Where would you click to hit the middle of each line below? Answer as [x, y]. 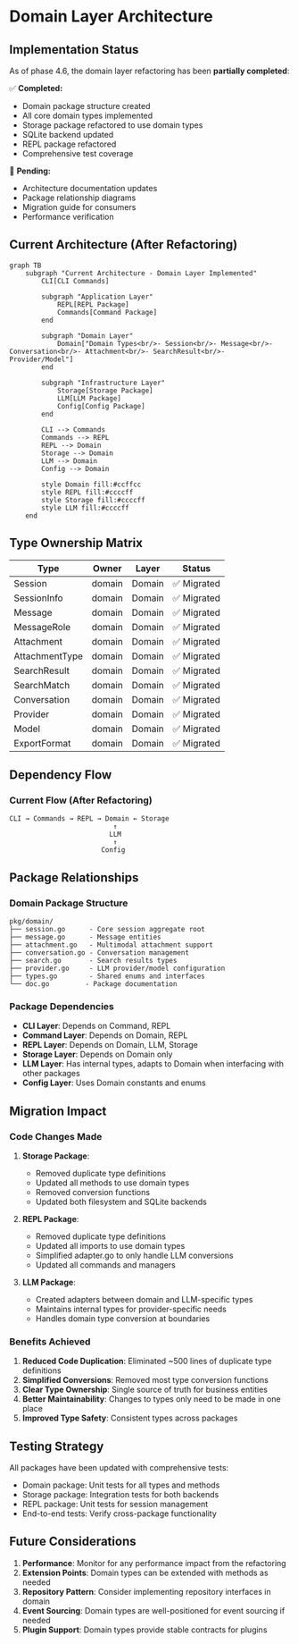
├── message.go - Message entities [86, 937]
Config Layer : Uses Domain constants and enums [114, 1083]
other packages [51, 1074]
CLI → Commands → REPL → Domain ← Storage [89, 819]
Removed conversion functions [92, 1192]
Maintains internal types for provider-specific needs [131, 1309]
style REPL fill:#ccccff [87, 492]
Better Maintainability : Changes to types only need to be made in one [151, 1399]
